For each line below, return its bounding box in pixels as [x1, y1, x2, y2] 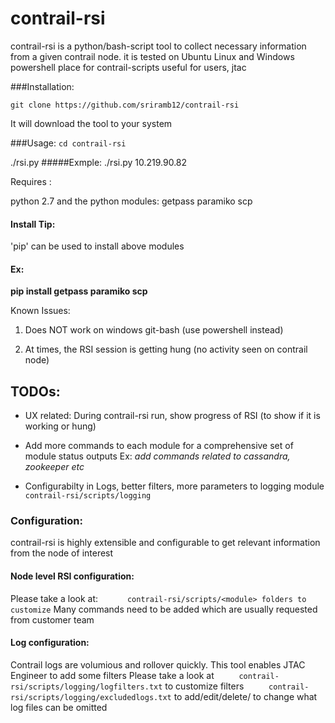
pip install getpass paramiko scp [10, 285, 148, 297]
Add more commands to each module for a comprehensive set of [24, 440, 294, 452]
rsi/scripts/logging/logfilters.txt [10, 682, 163, 692]
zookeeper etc [24, 461, 85, 473]
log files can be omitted [10, 701, 108, 713]
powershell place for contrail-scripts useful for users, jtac [10, 61, 247, 73]
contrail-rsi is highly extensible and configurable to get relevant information [10, 537, 321, 549]
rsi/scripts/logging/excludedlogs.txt [10, 692, 172, 702]
